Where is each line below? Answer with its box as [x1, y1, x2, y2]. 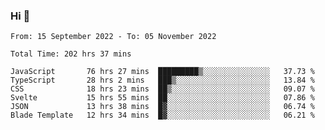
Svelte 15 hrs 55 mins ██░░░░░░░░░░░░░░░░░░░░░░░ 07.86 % [10, 93, 315, 103]
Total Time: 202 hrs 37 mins [10, 49, 132, 59]
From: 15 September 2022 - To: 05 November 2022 [10, 32, 217, 42]
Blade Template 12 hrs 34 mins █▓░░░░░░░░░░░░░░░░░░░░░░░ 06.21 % [10, 110, 315, 121]
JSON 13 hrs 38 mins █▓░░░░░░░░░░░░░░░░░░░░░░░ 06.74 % [10, 102, 315, 112]
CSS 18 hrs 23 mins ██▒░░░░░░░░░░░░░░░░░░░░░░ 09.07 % [10, 84, 315, 94]
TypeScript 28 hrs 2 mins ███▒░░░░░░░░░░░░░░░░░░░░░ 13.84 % [10, 75, 315, 86]
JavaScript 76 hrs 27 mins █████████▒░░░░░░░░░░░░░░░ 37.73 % [10, 67, 315, 77]
